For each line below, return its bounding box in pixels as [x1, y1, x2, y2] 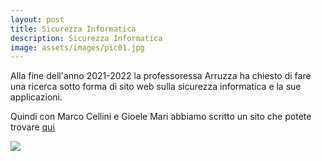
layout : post [10, 14, 65, 25]
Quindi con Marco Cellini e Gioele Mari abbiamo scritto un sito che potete [10, 111, 312, 123]
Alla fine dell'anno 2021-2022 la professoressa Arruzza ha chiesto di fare [10, 70, 312, 82]
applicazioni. [10, 91, 63, 103]
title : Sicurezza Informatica [10, 24, 137, 34]
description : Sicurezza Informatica [10, 33, 163, 43]
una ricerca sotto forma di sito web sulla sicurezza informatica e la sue [10, 81, 302, 93]
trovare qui [10, 121, 55, 133]
